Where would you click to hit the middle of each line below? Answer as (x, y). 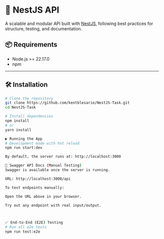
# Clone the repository (29, 98)
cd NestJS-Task (20, 108)
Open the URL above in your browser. (43, 196)
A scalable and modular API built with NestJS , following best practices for (79, 23)
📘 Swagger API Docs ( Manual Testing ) (43, 166)
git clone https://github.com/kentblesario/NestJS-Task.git (68, 103)
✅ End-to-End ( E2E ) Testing (34, 223)
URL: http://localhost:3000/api (38, 179)
